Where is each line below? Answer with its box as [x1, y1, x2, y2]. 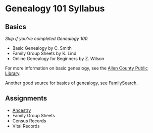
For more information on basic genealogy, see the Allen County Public [5, 65, 148, 71]
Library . [5, 70, 21, 76]
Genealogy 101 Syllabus [5, 3, 105, 14]
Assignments [5, 94, 48, 102]
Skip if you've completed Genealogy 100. [5, 35, 89, 41]
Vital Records [12, 123, 40, 129]
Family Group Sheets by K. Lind [12, 50, 77, 56]
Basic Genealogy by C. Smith [12, 45, 72, 51]
